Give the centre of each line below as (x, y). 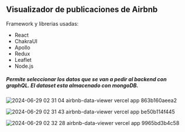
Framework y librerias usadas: (42, 23)
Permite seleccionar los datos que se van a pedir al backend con (86, 79)
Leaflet (23, 60)
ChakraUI (26, 41)
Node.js (24, 66)
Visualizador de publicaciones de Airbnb (82, 10)
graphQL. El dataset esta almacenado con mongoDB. (72, 86)
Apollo (22, 47)
